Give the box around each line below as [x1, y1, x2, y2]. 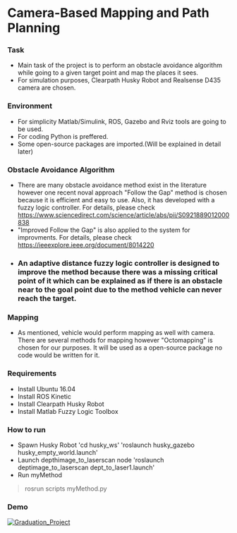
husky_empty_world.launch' [17, 448, 98, 456]
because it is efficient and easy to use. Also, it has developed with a [17, 196, 215, 204]
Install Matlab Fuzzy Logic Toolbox [17, 407, 119, 415]
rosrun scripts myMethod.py [24, 484, 107, 493]
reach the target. [17, 294, 77, 303]
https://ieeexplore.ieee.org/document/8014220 [17, 241, 154, 250]
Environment [7, 101, 53, 111]
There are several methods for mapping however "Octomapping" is [17, 336, 213, 345]
